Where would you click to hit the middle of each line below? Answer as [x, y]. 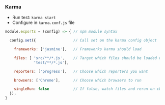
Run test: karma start [34, 18]
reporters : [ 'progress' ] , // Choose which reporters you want [81, 71]
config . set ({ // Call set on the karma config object [83, 41]
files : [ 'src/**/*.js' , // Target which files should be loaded [85, 58]
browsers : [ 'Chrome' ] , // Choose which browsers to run [78, 80]
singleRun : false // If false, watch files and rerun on [84, 89]
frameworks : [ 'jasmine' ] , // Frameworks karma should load [78, 49]
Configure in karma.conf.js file [43, 22]
